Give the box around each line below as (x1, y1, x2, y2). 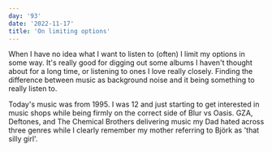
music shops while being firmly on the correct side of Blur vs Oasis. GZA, (8, 108, 253, 118)
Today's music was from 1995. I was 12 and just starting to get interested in (8, 99, 260, 110)
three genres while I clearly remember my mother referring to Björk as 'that (8, 125, 260, 135)
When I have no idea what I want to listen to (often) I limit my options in (8, 50, 245, 59)
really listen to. (8, 84, 58, 93)
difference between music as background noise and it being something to (8, 75, 255, 85)
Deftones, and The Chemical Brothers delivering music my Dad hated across (8, 117, 265, 127)
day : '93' (8, 11, 42, 20)
